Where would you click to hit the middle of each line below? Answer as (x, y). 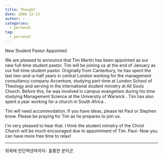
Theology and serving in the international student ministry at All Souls (74, 86)
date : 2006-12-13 (23, 14)
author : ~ (15, 19)
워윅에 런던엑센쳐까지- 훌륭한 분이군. (40, 150)
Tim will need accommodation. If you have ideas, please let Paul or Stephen (81, 111)
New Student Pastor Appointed (36, 50)
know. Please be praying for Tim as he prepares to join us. (63, 116)
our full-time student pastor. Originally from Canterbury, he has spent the (78, 70)
